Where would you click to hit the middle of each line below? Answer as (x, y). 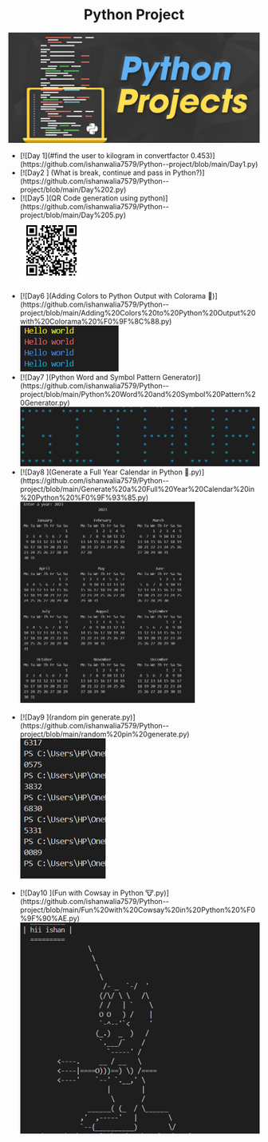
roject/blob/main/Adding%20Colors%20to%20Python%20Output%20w (138, 313)
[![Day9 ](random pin (54, 717)
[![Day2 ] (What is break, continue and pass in (95, 172)
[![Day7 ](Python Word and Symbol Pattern (90, 378)
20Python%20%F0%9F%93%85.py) (84, 498)
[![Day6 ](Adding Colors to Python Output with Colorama (112, 296)
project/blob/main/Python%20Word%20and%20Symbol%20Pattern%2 (138, 395)
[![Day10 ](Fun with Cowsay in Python (82, 893)
